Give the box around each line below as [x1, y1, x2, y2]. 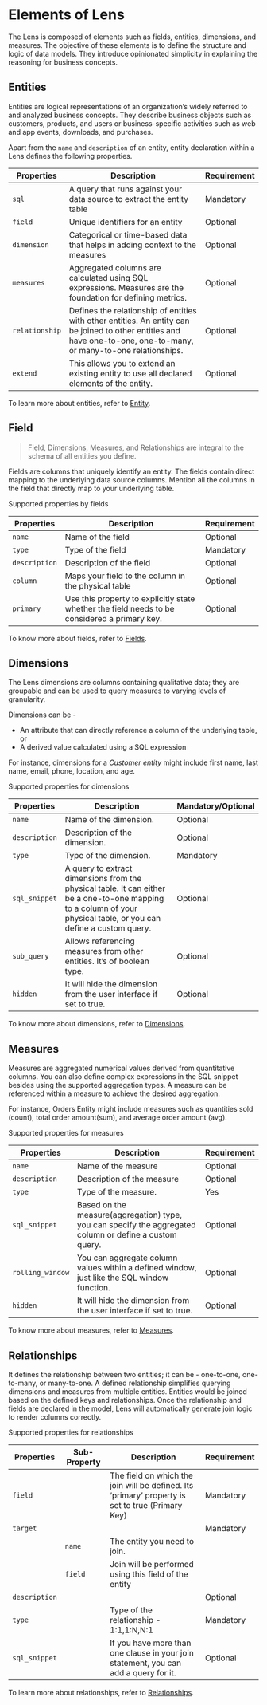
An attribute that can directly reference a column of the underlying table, [19, 726, 257, 735]
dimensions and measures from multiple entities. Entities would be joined [8, 1387, 248, 1396]
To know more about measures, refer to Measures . [8, 1325, 175, 1335]
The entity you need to [110, 1536, 195, 1546]
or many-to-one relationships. [68, 345, 184, 356]
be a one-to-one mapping [64, 893, 164, 904]
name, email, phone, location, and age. [8, 766, 135, 776]
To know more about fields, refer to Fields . [8, 633, 147, 643]
